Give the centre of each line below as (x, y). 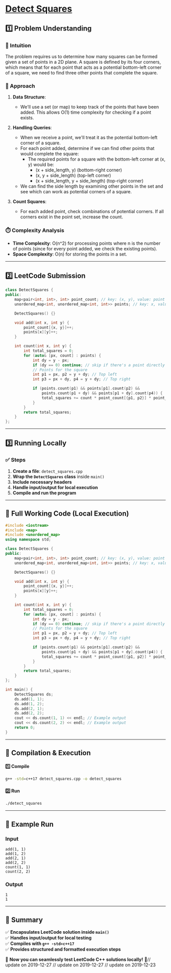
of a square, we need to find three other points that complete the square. (82, 72)
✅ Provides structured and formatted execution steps (63, 950)
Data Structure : (29, 97)
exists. (27, 118)
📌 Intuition (18, 45)
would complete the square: (49, 154)
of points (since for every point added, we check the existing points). (85, 249)
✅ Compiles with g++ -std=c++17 (40, 943)
